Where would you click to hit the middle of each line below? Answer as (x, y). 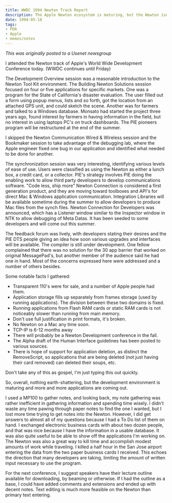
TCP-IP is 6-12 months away (42, 330)
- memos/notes (20, 39)
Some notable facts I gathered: (38, 276)
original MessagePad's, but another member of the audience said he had (82, 255)
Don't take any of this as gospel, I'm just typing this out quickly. (72, 372)
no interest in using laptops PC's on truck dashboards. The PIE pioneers (81, 122)
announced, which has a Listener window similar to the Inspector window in (85, 213)
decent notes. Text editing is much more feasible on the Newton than (78, 489)
